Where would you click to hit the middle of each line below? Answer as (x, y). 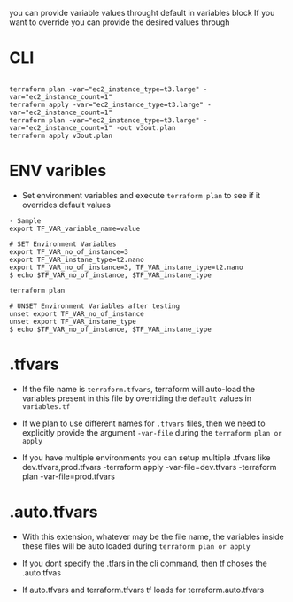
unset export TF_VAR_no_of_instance (77, 313)
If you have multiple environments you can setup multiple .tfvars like (146, 457)
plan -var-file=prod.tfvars (68, 476)
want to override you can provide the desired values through (120, 22)
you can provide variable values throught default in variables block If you (142, 13)
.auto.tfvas (42, 572)
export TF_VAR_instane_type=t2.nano (77, 259)
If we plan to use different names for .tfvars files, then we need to (143, 423)
